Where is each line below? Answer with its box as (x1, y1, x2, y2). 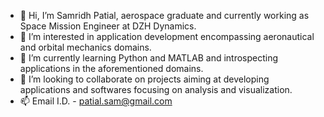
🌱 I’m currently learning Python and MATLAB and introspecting (19, 52, 279, 64)
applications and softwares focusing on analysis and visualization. (19, 84, 293, 95)
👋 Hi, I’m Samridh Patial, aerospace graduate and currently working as (19, 10, 310, 21)
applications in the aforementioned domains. (19, 63, 204, 74)
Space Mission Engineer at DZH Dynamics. (19, 20, 197, 32)
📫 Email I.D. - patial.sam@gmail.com (19, 95, 173, 107)
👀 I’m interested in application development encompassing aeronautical (19, 31, 315, 42)
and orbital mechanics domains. (19, 41, 152, 53)
